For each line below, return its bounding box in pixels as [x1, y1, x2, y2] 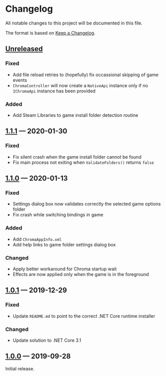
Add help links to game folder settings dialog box [12, 241, 116, 247]
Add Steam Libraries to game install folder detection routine [12, 112, 139, 118]
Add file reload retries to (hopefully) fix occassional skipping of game [12, 71, 159, 78]
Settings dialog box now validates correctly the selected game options [12, 201, 161, 207]
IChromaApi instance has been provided [12, 88, 96, 94]
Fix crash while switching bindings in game [12, 212, 104, 218]
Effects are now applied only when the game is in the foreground [12, 271, 149, 277]
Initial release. [5, 365, 35, 371]
